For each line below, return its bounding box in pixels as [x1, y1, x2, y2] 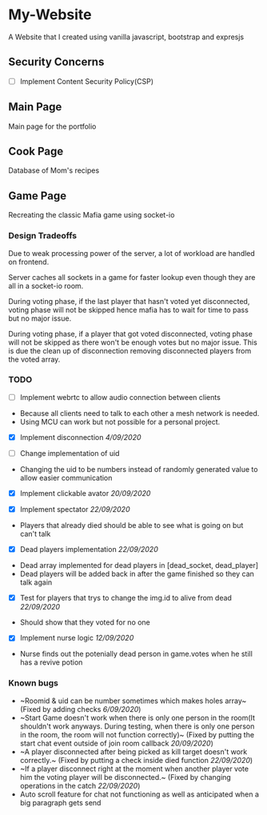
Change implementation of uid [19, 448, 120, 457]
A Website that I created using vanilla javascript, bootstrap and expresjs [8, 32, 245, 42]
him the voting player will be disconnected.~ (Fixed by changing [19, 772, 232, 781]
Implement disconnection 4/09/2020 [19, 432, 141, 441]
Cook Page [8, 145, 64, 158]
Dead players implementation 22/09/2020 [19, 545, 158, 554]
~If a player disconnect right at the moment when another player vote [19, 764, 249, 773]
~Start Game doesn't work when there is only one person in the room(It [19, 713, 256, 722]
